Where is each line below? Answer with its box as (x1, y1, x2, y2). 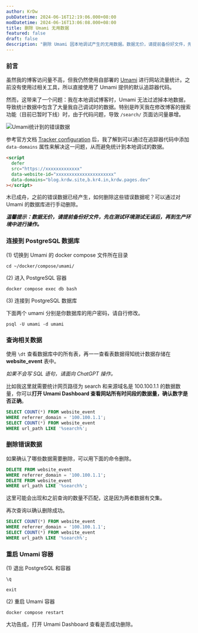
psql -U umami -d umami (6, 321, 64, 327)
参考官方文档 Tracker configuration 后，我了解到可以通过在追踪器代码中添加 (6, 136, 189, 143)
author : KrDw (6, 8, 38, 15)
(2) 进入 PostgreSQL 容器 (6, 274, 67, 281)
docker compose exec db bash (6, 286, 77, 292)
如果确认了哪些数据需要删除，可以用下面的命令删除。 (6, 455, 135, 462)
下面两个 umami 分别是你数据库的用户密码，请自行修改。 (6, 309, 144, 316)
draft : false (6, 36, 38, 42)
